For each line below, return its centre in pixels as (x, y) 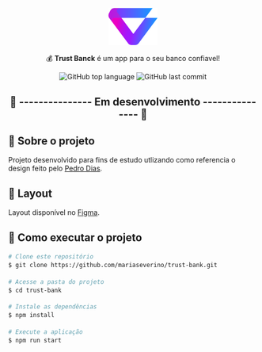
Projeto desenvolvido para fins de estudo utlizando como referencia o (122, 160)
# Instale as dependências (53, 307)
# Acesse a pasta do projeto (56, 281)
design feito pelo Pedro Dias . (55, 168)
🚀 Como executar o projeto (75, 237)
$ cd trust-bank (35, 290)
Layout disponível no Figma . (54, 212)
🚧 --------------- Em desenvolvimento (105, 102)
